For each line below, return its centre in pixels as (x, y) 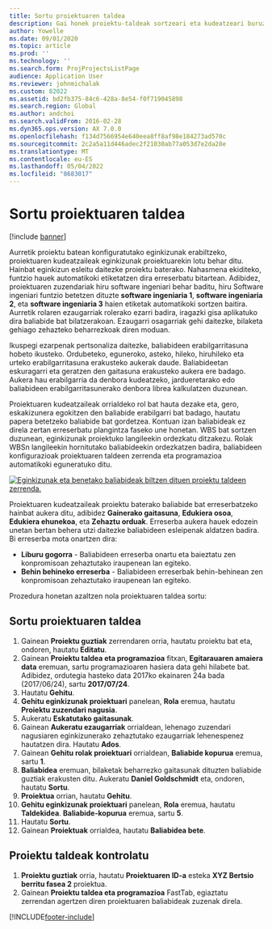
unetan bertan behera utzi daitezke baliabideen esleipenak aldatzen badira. (134, 530)
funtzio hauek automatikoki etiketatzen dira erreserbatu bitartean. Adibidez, (135, 278)
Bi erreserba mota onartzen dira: (63, 539)
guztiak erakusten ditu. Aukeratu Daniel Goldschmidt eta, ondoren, (133, 778)
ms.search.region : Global (52, 106)
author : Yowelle (36, 31)
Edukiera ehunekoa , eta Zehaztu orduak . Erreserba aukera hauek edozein (134, 521)
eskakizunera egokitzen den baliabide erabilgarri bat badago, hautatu (125, 412)
